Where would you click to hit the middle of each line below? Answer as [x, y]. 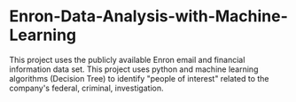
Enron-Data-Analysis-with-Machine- [148, 16]
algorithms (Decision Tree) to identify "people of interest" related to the [139, 78]
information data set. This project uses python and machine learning [134, 69]
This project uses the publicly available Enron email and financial [127, 59]
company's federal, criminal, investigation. [86, 88]
